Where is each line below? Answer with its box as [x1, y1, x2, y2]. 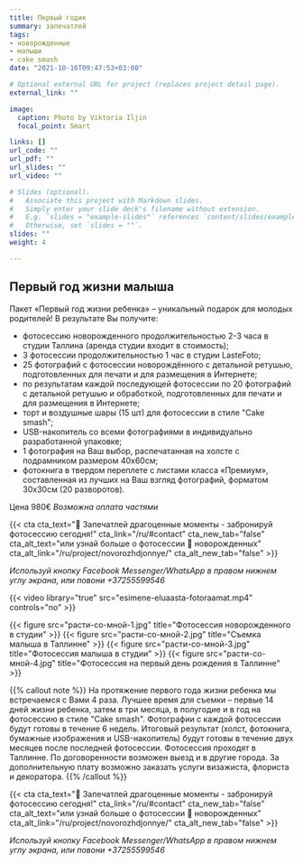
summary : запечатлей [9, 22, 87, 31]
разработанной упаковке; [22, 435, 123, 447]
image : [9, 105, 34, 114]
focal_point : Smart [17, 121, 91, 131]
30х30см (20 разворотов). [22, 484, 125, 495]
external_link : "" [9, 88, 78, 98]
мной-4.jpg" [9, 657, 56, 668]
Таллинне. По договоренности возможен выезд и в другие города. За [9, 751, 280, 763]
